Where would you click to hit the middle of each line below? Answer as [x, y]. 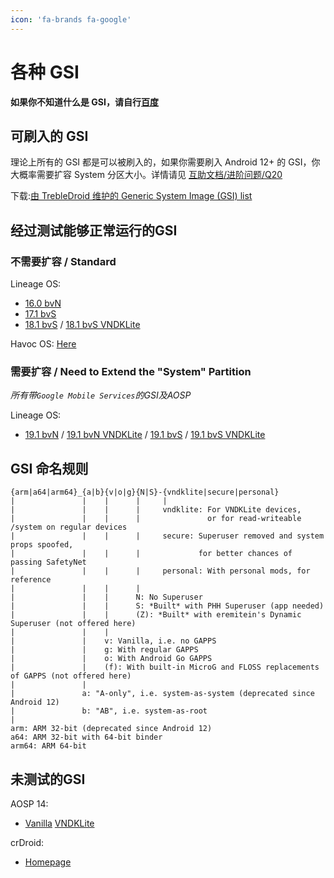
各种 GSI [45, 72]
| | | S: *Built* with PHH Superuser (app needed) [167, 606]
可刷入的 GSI [49, 136]
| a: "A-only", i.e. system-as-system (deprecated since [162, 694]
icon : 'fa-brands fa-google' [71, 19]
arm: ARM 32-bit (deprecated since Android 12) [111, 729]
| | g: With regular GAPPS [104, 650]
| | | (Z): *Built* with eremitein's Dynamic [156, 615]
